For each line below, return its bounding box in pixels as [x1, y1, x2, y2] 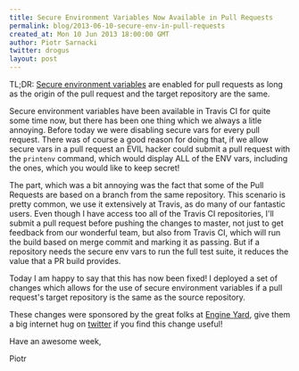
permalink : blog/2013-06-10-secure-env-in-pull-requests [9, 21, 226, 30]
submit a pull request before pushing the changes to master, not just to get [9, 218, 284, 228]
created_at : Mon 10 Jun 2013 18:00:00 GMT [9, 29, 170, 38]
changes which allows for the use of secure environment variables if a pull [9, 283, 283, 293]
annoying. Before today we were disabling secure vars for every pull [9, 125, 261, 135]
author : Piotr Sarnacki [9, 37, 98, 47]
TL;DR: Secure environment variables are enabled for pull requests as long [9, 79, 284, 89]
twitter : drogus [9, 46, 70, 55]
